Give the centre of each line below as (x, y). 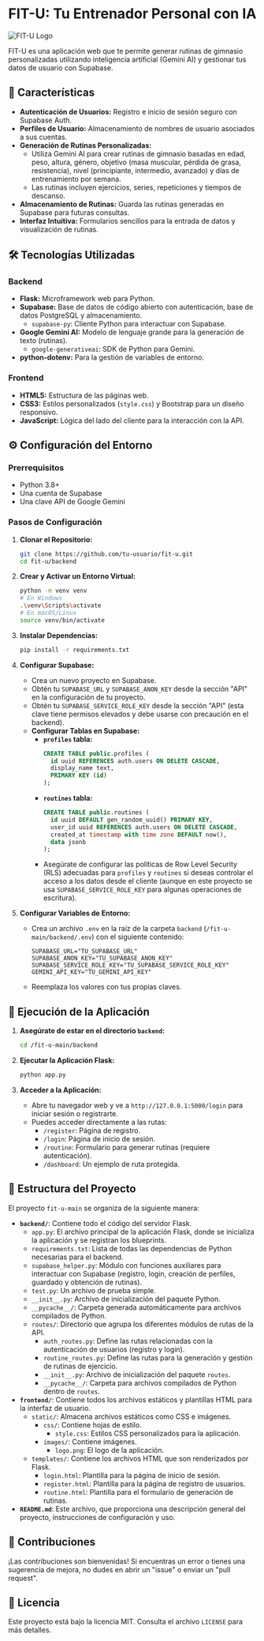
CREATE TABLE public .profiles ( (96, 753)
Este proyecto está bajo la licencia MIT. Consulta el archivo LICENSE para (125, 1622)
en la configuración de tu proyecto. (88, 697)
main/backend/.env (61, 937)
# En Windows (41, 598)
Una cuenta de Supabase (61, 493)
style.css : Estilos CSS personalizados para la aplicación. (148, 1433)
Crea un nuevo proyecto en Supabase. (94, 680)
